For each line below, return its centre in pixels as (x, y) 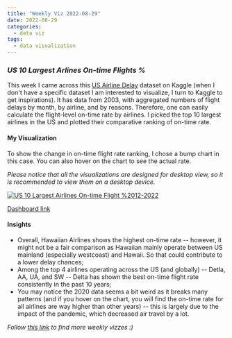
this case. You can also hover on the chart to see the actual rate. (99, 161)
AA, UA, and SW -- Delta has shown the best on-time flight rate (108, 277)
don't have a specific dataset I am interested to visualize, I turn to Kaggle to (115, 93)
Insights (19, 225)
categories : (24, 26)
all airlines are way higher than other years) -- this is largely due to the (118, 306)
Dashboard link (29, 208)
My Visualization (32, 138)
